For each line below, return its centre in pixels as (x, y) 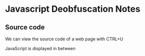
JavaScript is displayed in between (41, 48)
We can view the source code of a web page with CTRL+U (64, 39)
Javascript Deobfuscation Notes (73, 9)
